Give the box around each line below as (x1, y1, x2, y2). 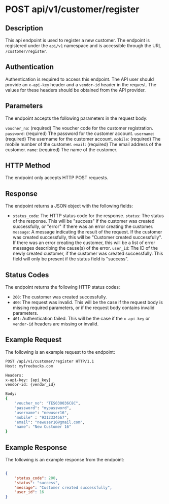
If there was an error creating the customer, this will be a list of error (12, 240, 156, 246)
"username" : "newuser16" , (14, 410, 70, 415)
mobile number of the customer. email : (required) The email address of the (5, 141, 161, 147)
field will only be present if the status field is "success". (12, 256, 129, 262)
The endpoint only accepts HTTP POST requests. (5, 175, 109, 181)
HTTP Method (5, 161, 51, 170)
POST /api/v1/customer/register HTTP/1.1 (5, 359, 94, 364)
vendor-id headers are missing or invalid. (12, 321, 99, 327)
